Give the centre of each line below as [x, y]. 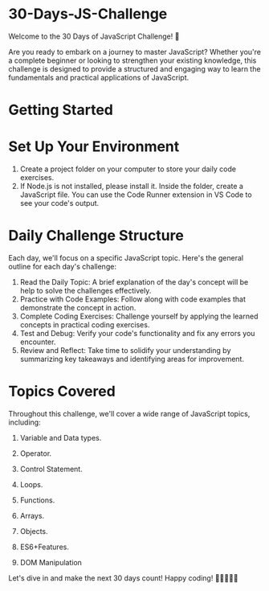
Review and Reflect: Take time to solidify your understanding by [125, 350]
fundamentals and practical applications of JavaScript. [99, 77]
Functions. [37, 500]
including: [25, 422]
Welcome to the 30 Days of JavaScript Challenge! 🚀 [94, 36]
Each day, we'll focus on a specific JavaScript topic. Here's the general [126, 258]
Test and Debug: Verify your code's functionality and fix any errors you [137, 333]
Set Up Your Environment [94, 147]
